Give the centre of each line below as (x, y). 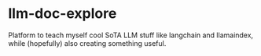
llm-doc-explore (62, 14)
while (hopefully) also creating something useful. (87, 43)
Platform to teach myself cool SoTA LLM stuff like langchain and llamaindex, (131, 35)
